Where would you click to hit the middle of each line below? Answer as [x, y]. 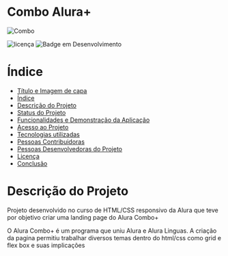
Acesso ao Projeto [43, 127]
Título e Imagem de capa [52, 90]
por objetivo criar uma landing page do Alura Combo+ [83, 217]
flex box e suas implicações [46, 245]
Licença [28, 156]
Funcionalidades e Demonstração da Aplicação [83, 120]
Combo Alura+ [49, 12]
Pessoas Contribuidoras [51, 142]
